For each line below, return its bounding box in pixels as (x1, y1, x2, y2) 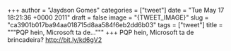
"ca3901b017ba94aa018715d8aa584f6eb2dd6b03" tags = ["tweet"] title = (7, 21, 223, 29)
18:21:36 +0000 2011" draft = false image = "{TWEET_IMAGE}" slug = (7, 13, 209, 22)
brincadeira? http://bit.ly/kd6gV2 (7, 36, 102, 44)
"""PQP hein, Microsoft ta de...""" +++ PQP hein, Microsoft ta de (7, 28, 194, 36)
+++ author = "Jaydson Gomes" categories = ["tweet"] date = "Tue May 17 (7, 6, 225, 14)
